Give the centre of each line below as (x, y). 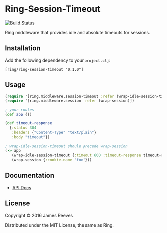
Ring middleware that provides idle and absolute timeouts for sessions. (78, 32)
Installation (23, 48)
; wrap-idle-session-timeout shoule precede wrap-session (66, 146)
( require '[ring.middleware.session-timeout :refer (60, 96)
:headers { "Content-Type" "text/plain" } (54, 132)
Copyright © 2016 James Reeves (39, 215)
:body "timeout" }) (31, 137)
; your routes (20, 110)
